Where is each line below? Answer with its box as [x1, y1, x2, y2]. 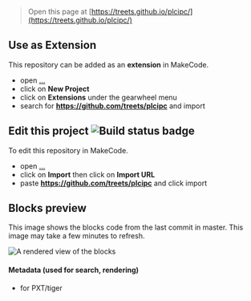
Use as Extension [8, 39, 97, 52]
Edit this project [8, 124, 89, 138]
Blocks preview [8, 201, 87, 215]
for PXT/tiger [19, 283, 63, 292]
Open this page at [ [27, 7, 92, 16]
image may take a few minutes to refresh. [8, 231, 145, 241]
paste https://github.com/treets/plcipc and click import [19, 178, 207, 188]
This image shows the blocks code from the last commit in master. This [8, 222, 244, 232]
